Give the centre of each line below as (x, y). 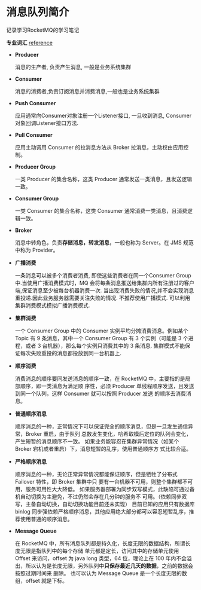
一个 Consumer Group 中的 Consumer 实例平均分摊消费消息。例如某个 (101, 331)
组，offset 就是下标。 (41, 580)
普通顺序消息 (31, 414)
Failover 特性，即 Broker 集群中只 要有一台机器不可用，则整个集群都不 (101, 481)
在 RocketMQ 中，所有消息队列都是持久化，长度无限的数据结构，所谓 (100, 543)
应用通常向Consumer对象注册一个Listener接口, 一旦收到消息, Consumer (103, 115)
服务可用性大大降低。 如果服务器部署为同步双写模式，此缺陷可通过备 (110, 489)
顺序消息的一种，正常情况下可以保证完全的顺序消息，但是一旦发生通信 (101, 426)
